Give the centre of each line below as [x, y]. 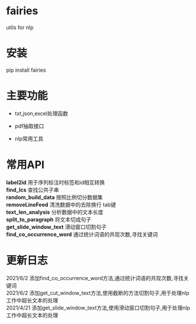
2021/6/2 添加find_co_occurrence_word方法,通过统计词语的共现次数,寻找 [95, 278]
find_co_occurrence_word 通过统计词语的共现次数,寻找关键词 [82, 234]
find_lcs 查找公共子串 [33, 190]
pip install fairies [26, 70]
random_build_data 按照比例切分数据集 [54, 197]
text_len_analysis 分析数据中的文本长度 [55, 212]
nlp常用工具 [29, 138]
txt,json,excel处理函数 [41, 113]
